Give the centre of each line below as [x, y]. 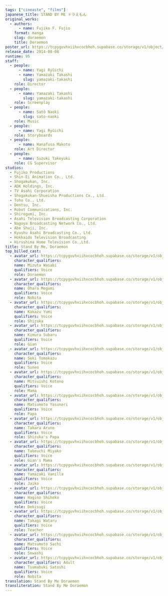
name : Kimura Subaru [35, 335]
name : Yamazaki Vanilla [39, 474]
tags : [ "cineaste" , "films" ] [35, 10]
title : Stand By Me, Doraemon [37, 247]
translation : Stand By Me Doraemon [42, 581]
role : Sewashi [29, 553]
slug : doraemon [30, 38]
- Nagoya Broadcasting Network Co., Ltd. [53, 224]
